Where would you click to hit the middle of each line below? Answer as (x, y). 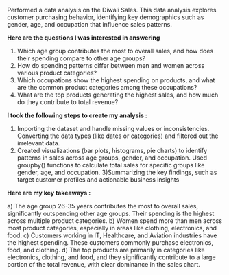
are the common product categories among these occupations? (107, 87)
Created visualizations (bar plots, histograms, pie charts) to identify (112, 151)
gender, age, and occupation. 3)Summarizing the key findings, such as (117, 172)
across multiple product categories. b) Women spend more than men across (115, 221)
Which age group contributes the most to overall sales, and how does (115, 51)
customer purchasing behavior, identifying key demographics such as (106, 17)
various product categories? (57, 73)
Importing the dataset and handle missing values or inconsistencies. (113, 129)
